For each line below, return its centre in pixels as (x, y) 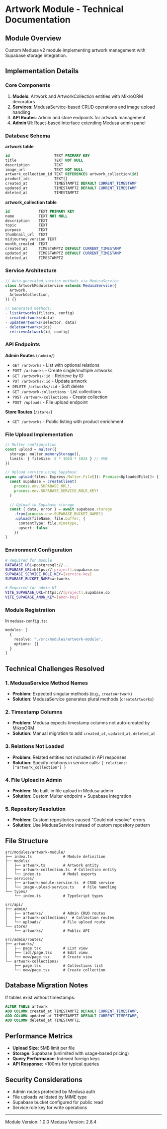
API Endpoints (23, 344)
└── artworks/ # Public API (52, 931)
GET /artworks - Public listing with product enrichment (68, 421)
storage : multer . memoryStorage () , (45, 454)
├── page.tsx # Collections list (59, 966)
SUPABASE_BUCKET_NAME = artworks (38, 579)
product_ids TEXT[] (37, 179)
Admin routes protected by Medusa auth (54, 1092)
